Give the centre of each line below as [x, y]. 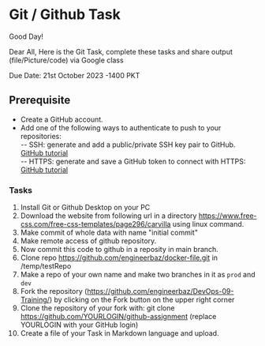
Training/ [35, 300]
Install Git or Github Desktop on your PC [85, 208]
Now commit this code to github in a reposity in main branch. [119, 250]
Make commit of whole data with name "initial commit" [109, 233]
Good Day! [26, 36]
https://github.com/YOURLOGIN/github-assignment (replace [118, 317]
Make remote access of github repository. [88, 241]
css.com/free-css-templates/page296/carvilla [95, 224]
